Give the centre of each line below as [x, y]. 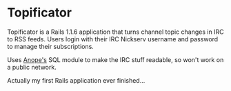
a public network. [32, 67]
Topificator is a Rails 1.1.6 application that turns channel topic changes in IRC [115, 32]
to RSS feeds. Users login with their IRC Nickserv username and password [113, 39]
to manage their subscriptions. [51, 46]
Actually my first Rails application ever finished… [76, 80]
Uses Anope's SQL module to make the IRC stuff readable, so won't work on [115, 59]
